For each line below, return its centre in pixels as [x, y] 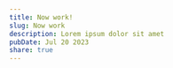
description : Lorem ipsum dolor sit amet [87, 34]
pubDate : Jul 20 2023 [49, 42]
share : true [31, 50]
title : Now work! [41, 17]
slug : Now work [37, 26]
